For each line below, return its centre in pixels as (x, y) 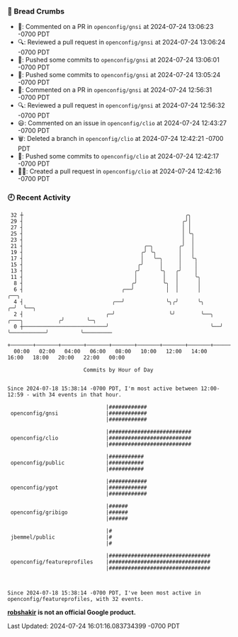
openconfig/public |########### (77, 463)
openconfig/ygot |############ (79, 488)
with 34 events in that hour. (77, 395)
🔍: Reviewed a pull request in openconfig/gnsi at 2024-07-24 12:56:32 (121, 105)
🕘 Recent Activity (39, 197)
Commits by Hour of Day (118, 370)
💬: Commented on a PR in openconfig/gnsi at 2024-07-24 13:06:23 (115, 27)
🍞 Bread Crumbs (36, 11)
